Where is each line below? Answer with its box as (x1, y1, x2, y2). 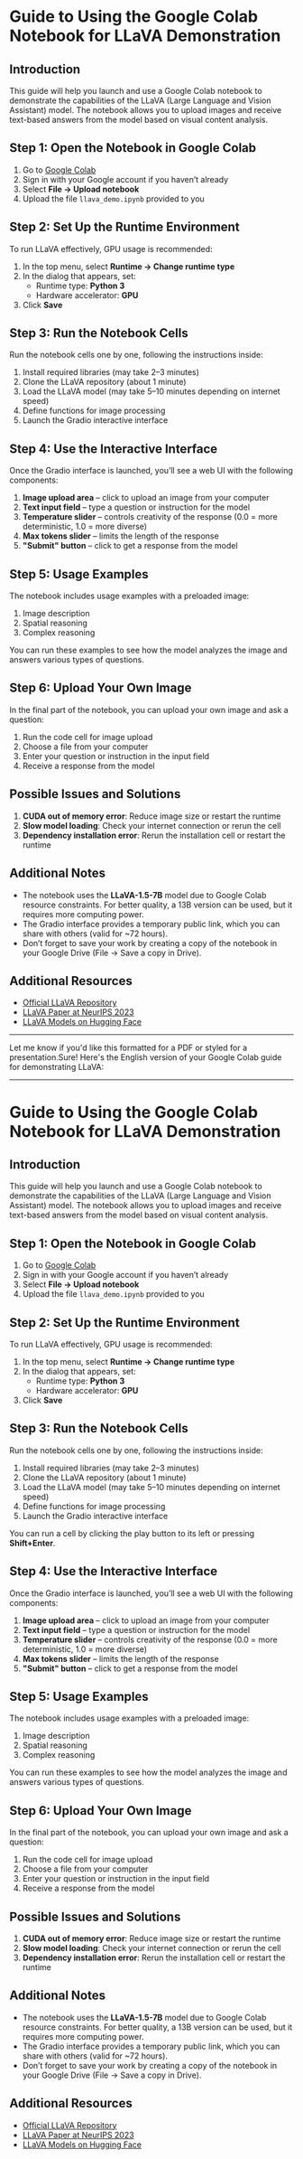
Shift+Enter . (9, 1537, 56, 1548)
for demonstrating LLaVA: (9, 1062, 105, 1073)
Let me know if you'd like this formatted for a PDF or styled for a (9, 1042, 248, 1054)
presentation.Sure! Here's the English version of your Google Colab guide (9, 1052, 282, 1063)
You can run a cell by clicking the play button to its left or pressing (9, 1527, 255, 1538)
